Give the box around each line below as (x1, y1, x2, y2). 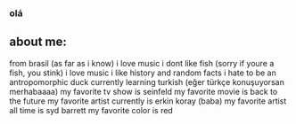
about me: (9, 35, 67, 50)
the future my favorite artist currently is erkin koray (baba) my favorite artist (9, 96, 287, 106)
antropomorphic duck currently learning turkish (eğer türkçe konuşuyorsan (9, 76, 285, 87)
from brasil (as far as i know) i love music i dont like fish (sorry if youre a (9, 58, 275, 68)
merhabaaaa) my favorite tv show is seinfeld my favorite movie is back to (9, 86, 278, 97)
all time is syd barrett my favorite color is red (9, 105, 174, 115)
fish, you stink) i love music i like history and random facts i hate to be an (9, 67, 276, 78)
